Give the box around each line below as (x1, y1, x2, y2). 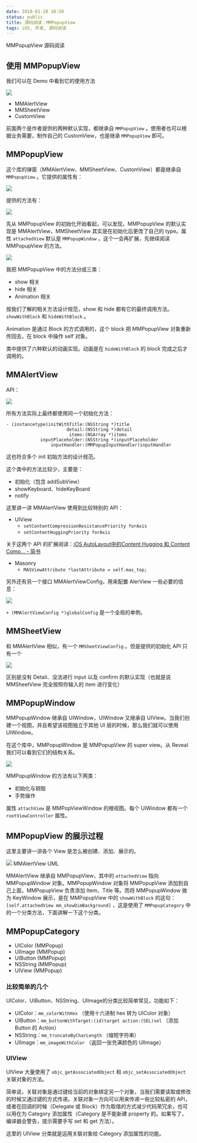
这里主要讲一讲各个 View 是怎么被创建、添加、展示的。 (6, 847, 140, 855)
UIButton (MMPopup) (14, 954, 66, 961)
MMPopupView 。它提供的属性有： (6, 173, 83, 180)
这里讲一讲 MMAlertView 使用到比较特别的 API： (6, 504, 124, 511)
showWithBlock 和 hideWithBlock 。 (6, 313, 89, 320)
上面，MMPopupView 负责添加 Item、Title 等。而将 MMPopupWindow (11, 887, 181, 894)
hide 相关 (14, 286, 38, 293)
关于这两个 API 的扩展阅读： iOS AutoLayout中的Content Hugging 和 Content (6, 540, 191, 547)
